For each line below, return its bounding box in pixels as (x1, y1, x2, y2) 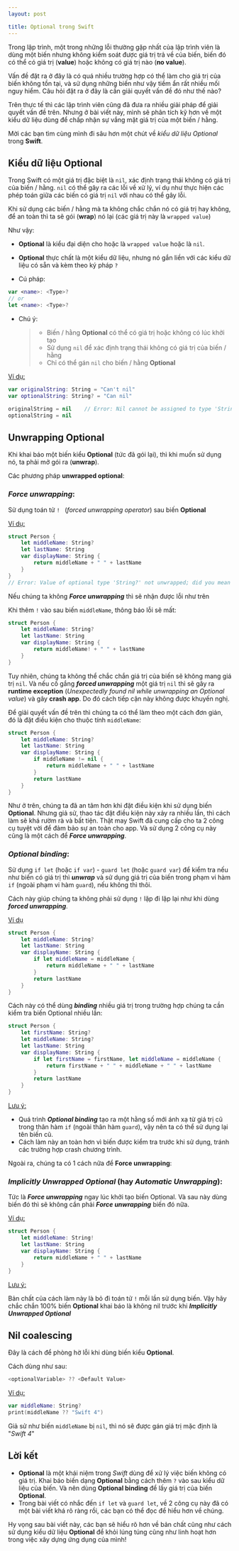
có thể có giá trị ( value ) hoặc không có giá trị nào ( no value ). (8, 57, 187, 66)
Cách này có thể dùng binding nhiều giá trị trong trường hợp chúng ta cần (8, 1001, 225, 1010)
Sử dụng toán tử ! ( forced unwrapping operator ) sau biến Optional (8, 505, 206, 514)
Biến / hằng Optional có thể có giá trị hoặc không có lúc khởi (46, 328, 226, 337)
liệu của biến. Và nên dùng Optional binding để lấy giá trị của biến (18, 1484, 213, 1492)
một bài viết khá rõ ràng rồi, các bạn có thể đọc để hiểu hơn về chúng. (18, 1506, 224, 1515)
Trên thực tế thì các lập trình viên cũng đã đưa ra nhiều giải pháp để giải (8, 100, 218, 109)
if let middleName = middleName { (33, 955, 135, 963)
